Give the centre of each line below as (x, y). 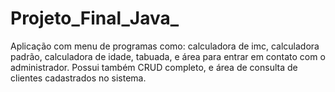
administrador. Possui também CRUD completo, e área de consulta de (154, 67)
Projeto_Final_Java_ (95, 18)
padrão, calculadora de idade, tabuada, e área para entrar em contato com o (168, 56)
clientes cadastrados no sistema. (78, 78)
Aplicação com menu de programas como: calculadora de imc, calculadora (165, 46)
